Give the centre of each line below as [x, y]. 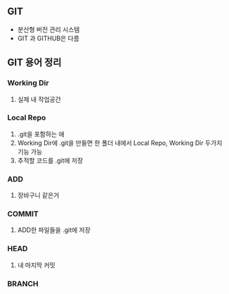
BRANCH [23, 283]
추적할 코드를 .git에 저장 [50, 160]
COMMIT [23, 214]
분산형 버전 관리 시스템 [48, 29]
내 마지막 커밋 [36, 265]
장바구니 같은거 [38, 196]
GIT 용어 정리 [34, 63]
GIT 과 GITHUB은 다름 [48, 38]
